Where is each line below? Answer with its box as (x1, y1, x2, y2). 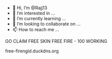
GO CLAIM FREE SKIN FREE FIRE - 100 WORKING (5, 38, 107, 44)
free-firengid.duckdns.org (5, 48, 59, 54)
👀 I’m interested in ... (12, 10, 55, 16)
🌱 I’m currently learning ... (12, 16, 66, 21)
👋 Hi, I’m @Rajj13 (12, 5, 48, 11)
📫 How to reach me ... (12, 27, 59, 32)
